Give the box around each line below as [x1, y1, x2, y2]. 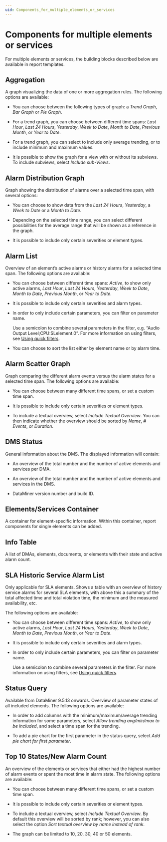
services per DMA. [12, 466, 51, 472]
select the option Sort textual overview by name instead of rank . [12, 821, 145, 827]
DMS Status [5, 438, 43, 446]
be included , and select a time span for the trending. [12, 723, 120, 729]
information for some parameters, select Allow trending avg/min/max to [12, 717, 160, 724]
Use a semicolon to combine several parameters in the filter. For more [12, 664, 156, 670]
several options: [5, 193, 38, 199]
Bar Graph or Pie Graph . [12, 109, 62, 115]
